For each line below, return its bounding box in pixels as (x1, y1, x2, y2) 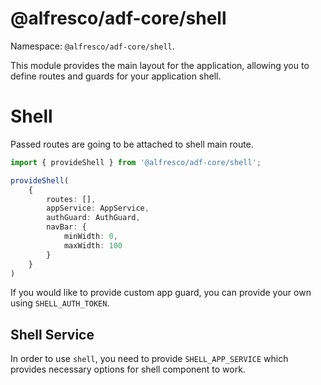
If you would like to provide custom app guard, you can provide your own (10, 287, 312, 299)
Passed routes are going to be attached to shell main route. (10, 138, 254, 150)
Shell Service (10, 326, 95, 343)
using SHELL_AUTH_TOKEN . (10, 297, 110, 309)
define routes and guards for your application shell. (10, 70, 222, 82)
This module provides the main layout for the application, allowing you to (10, 59, 310, 71)
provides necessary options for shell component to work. (10, 363, 246, 376)
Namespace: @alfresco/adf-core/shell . (10, 40, 175, 52)
